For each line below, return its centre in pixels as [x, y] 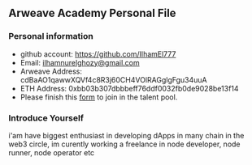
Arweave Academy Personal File [92, 13]
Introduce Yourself [46, 118]
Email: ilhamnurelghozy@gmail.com [80, 62]
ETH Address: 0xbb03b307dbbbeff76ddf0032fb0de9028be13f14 [129, 88]
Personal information [51, 36]
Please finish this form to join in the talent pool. [99, 97]
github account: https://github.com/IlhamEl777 [98, 54]
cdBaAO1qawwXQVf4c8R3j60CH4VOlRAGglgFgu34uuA [113, 79]
